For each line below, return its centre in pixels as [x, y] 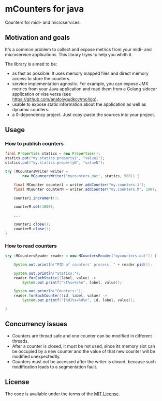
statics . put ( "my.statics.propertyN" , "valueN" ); [55, 163]
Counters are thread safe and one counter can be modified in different [82, 335]
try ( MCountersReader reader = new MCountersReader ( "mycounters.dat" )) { [81, 256]
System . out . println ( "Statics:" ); [47, 273]
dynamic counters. [31, 109]
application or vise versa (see [41, 94]
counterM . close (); [32, 229]
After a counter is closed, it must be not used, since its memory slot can [84, 346]
